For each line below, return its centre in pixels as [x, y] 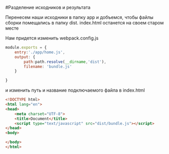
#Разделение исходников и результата [48, 7]
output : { [25, 57]
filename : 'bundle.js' [48, 67]
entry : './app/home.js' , [40, 52]
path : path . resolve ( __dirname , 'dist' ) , [65, 62]
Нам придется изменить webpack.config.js [52, 38]
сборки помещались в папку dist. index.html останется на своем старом [84, 23]
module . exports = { [26, 48]
